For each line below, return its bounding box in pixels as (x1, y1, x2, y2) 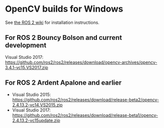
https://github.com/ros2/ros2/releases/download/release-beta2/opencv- (12, 96, 159, 103)
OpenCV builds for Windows (5, 3, 123, 15)
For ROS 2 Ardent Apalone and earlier (5, 79, 122, 87)
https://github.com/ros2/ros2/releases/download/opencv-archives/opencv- (5, 59, 158, 65)
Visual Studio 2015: (12, 91, 51, 97)
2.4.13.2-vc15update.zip (12, 117, 60, 123)
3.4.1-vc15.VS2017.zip (5, 64, 48, 70)
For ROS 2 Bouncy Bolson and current (5, 34, 122, 42)
